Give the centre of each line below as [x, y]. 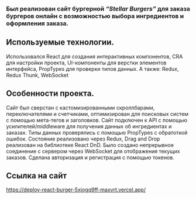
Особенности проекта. [50, 93]
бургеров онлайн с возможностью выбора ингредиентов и [95, 16]
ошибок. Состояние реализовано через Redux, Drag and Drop [83, 139]
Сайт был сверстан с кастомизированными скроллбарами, [80, 108]
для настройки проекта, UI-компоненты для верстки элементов [86, 63]
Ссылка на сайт [37, 175]
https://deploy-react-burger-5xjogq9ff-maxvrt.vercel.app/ [76, 190]
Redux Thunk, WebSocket [37, 75]
